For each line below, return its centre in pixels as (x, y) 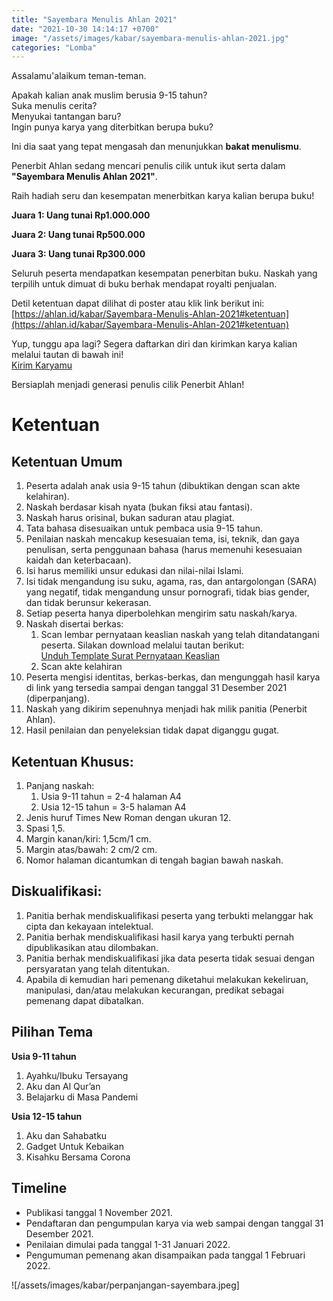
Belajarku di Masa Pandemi (82, 1097)
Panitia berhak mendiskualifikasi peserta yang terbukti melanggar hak (169, 915)
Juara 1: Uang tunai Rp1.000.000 (81, 215)
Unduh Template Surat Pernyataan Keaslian (130, 656)
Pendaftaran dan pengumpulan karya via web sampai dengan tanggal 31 (174, 1223)
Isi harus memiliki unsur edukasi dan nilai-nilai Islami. (134, 571)
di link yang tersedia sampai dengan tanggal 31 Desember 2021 (156, 688)
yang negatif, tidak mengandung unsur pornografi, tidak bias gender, (167, 592)
